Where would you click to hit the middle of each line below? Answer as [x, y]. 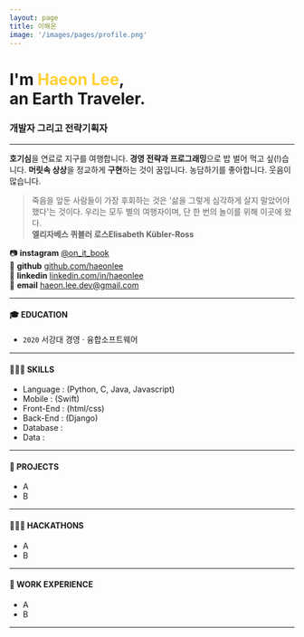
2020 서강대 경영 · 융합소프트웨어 [80, 339]
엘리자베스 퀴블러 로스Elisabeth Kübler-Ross [113, 234]
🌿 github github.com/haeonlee [66, 266]
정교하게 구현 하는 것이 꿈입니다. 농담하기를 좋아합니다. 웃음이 [184, 169]
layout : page [34, 18]
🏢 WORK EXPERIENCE [51, 585]
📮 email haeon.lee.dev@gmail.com [74, 285]
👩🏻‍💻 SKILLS [32, 369]
